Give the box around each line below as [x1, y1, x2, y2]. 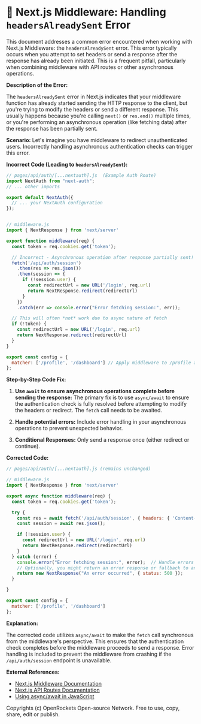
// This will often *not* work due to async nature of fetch [11, 315, 167, 321]
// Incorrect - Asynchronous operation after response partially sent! [11, 254, 194, 260]
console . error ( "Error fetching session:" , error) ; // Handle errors [17, 559, 194, 565]
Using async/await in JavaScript [14, 692, 95, 700]
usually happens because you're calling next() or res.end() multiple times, [6, 112, 191, 119]
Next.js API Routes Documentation [14, 686, 100, 693]
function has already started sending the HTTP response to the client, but [6, 99, 188, 107]
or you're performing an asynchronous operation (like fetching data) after [6, 118, 187, 125]
